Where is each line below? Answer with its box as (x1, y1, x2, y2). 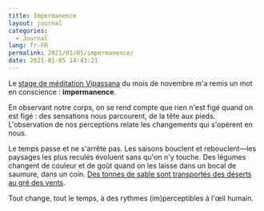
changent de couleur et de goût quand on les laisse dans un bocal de (8, 160, 237, 170)
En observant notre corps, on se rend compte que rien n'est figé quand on (8, 102, 254, 112)
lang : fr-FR (8, 42, 48, 50)
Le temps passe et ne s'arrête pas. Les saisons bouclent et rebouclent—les (8, 144, 257, 153)
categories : (8, 26, 48, 34)
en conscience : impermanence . (8, 87, 117, 96)
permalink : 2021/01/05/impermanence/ (8, 49, 134, 57)
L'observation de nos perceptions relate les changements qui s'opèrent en (8, 120, 254, 129)
